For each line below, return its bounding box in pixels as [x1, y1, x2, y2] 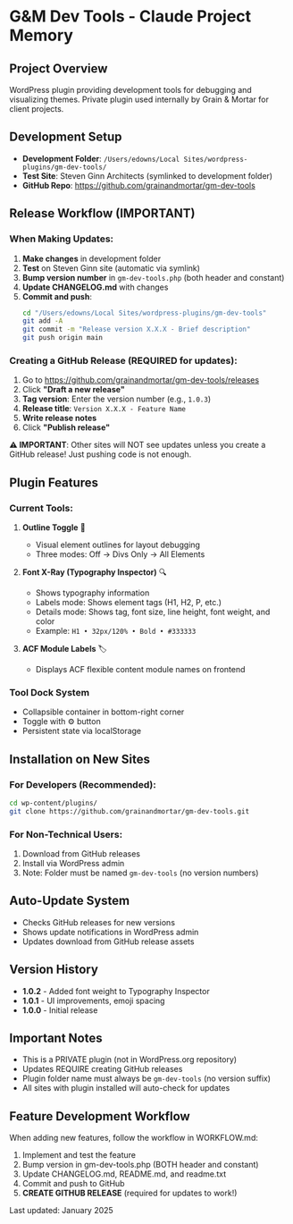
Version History [9, 962, 98, 977]
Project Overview [9, 61, 108, 76]
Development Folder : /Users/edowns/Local [21, 153, 180, 164]
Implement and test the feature [21, 1150, 137, 1161]
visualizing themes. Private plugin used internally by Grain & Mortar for [9, 94, 270, 105]
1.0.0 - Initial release [21, 1004, 98, 1016]
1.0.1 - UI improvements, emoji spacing [21, 995, 165, 1006]
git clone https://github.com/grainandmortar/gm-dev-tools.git [9, 806, 250, 815]
